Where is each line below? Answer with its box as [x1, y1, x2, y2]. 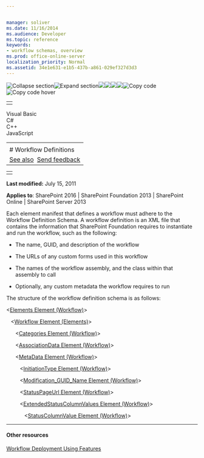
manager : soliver [6, 19, 50, 25]
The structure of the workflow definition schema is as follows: [6, 294, 161, 301]
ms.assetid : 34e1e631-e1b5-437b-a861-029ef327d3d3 [6, 64, 137, 70]
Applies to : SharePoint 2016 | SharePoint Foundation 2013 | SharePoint [6, 192, 184, 199]
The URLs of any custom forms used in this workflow [15, 252, 148, 260]
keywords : [6, 42, 32, 49]
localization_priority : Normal [6, 59, 86, 65]
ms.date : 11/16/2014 [6, 25, 59, 31]
